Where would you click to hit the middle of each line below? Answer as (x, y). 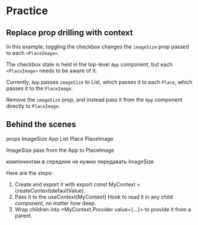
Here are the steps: (30, 173)
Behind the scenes (41, 125)
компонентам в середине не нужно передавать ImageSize (80, 161)
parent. (23, 216)
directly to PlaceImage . (33, 106)
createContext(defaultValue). (50, 190)
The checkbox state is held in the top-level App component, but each (90, 64)
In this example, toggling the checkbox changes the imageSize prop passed (98, 47)
